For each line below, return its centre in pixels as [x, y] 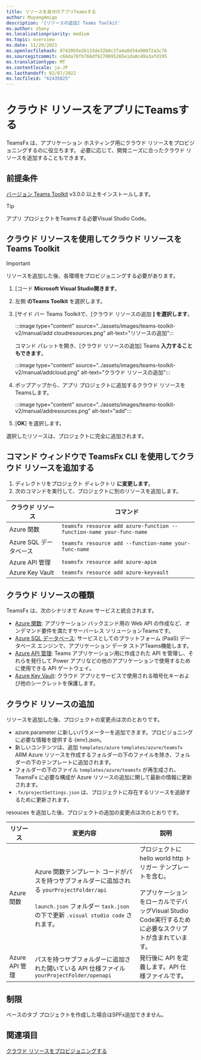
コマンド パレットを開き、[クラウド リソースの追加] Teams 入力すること [103, 346]
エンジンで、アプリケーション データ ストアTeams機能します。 [115, 646]
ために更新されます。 [46, 800]
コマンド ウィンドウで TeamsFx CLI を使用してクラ [100, 457]
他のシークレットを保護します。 [59, 683]
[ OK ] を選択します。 [39, 423]
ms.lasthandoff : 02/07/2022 [41, 73]
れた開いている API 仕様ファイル [80, 968]
